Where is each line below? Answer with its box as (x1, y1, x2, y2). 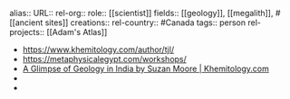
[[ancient (9, 17, 43, 28)
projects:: (9, 27, 45, 37)
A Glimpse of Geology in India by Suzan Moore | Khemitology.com (22, 63, 270, 74)
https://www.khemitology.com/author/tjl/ (22, 44, 175, 55)
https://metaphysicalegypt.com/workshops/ (22, 54, 188, 64)
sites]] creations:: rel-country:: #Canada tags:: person (44, 17, 246, 28)
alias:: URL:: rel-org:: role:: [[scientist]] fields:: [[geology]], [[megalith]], (9, 8, 274, 18)
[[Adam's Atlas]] (46, 27, 108, 37)
